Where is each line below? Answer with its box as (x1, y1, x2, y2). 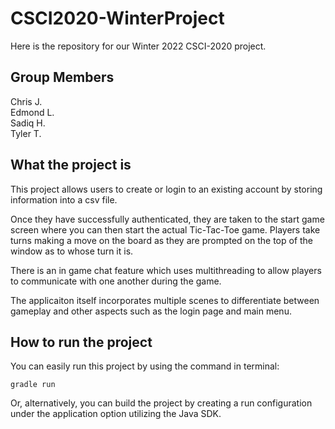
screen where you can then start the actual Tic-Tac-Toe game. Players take (10, 223, 321, 236)
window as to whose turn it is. (10, 245, 134, 257)
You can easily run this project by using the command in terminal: (10, 360, 280, 372)
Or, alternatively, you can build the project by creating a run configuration (10, 397, 313, 409)
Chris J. (10, 95, 43, 107)
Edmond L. (10, 106, 55, 118)
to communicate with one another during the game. (10, 275, 222, 287)
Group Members (10, 69, 115, 86)
